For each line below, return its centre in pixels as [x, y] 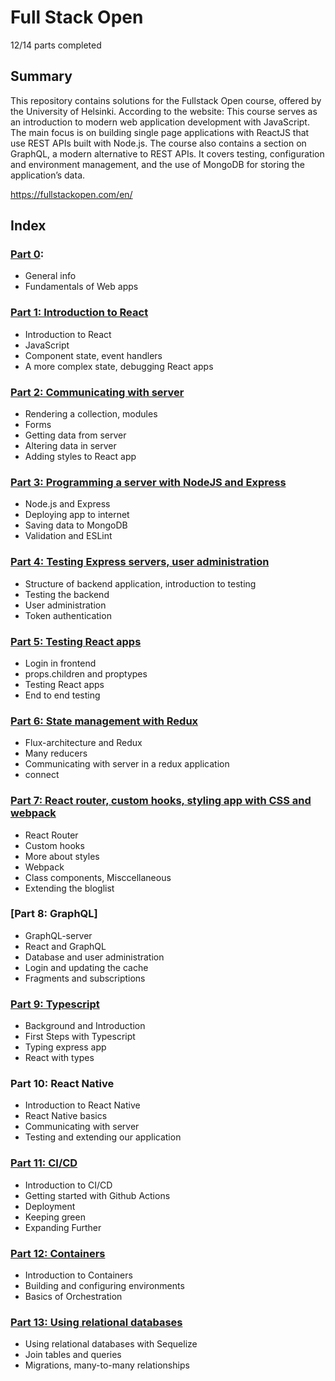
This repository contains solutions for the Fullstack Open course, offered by [166, 100]
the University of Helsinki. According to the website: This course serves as [164, 111]
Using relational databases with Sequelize [111, 1344]
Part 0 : [27, 254]
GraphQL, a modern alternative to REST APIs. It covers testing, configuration [167, 153]
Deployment [50, 1206]
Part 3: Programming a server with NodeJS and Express [148, 482]
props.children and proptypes [86, 673]
